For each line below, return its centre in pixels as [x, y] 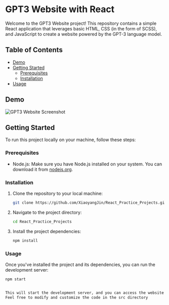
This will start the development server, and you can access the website [85, 293]
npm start [16, 279]
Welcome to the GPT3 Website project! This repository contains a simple [81, 23]
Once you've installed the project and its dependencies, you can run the [80, 265]
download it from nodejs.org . [43, 169]
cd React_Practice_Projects [42, 222]
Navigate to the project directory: [47, 212]
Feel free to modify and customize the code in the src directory [77, 297]
